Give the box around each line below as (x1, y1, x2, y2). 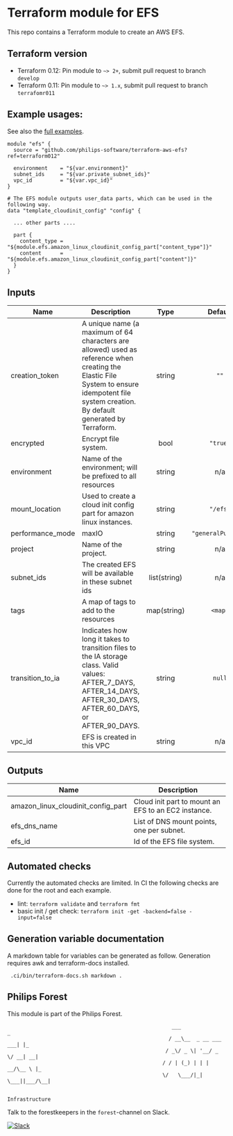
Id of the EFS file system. (133, 837, 215, 847)
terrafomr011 (17, 89, 55, 96)
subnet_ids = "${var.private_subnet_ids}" (13, 171, 150, 178)
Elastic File (82, 371, 117, 381)
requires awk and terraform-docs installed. (7, 958, 130, 967)
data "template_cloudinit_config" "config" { (7, 207, 141, 214)
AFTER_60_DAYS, (82, 704, 140, 714)
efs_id (10, 837, 31, 847)
